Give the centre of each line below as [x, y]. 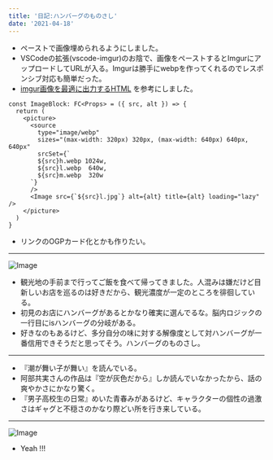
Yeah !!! [33, 448]
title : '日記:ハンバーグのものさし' [63, 16]
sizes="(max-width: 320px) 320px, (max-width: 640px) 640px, [143, 139]
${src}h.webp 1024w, [72, 161]
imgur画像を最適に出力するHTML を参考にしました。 [108, 88]
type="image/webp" [69, 132]
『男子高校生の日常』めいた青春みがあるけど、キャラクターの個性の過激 [141, 398]
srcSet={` [54, 154]
